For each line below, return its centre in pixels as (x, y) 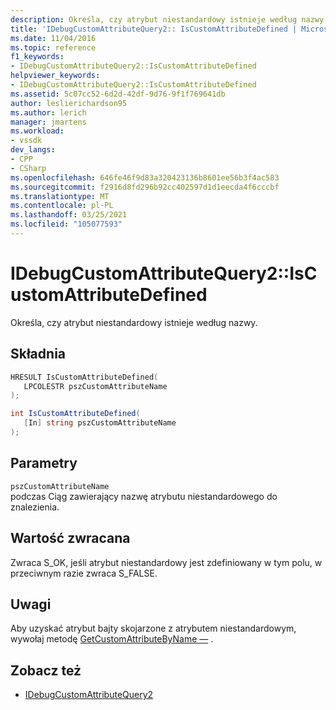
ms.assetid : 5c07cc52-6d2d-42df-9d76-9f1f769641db (118, 94)
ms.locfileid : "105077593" (66, 224)
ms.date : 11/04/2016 (53, 38)
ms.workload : (37, 131)
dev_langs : (33, 150)
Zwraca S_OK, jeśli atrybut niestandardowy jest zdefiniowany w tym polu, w (166, 562)
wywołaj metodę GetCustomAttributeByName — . (112, 639)
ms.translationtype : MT (60, 196)
